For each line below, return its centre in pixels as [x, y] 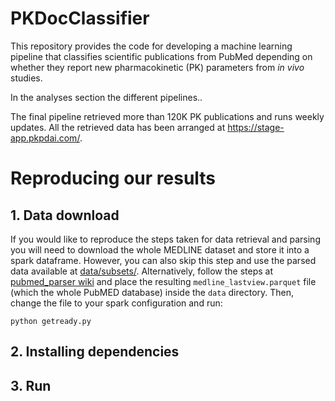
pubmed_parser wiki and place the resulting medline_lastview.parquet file [163, 281]
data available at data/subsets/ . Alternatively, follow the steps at [142, 271]
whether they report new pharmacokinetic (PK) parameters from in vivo [157, 67]
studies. [26, 78]
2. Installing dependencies [95, 352]
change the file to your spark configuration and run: [116, 303]
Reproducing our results [113, 178]
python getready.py [51, 321]
